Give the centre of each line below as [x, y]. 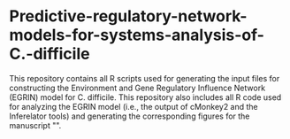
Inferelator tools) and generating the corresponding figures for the [130, 116]
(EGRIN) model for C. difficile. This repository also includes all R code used [145, 97]
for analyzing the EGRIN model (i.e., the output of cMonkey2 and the [134, 106]
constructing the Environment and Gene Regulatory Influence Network [137, 88]
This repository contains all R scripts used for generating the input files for [145, 78]
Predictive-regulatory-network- [128, 16]
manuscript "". [35, 125]
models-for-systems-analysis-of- [137, 35]
